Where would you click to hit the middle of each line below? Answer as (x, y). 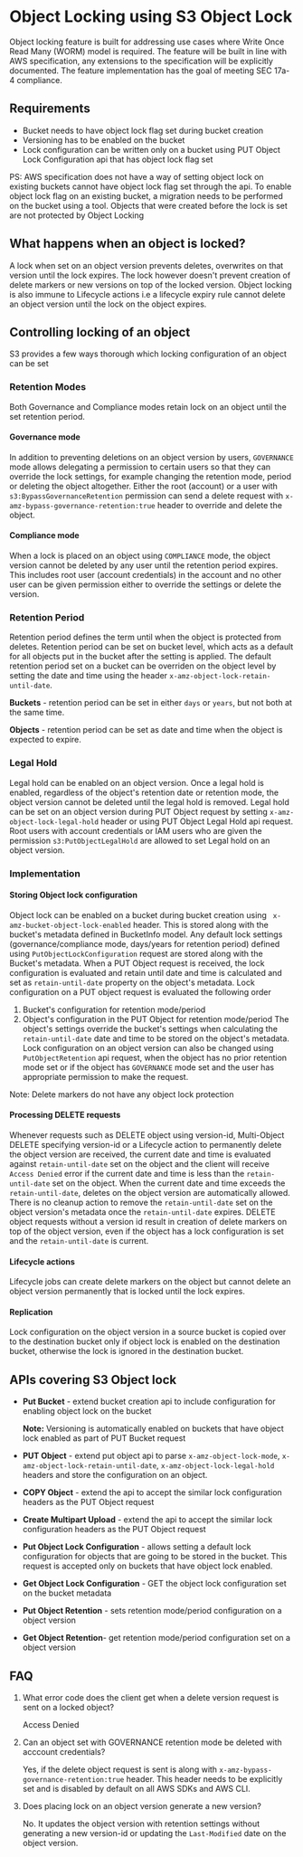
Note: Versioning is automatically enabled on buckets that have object (153, 1429)
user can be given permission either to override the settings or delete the (146, 584)
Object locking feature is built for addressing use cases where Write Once (147, 42)
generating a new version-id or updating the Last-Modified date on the (154, 1833)
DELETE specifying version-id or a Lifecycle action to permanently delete (146, 1145)
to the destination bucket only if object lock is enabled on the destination (145, 1341)
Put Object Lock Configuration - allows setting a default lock (137, 1547)
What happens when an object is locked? (128, 244)
